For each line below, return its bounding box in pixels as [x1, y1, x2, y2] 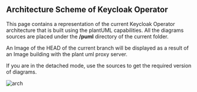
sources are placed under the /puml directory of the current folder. [6, 32, 169, 40]
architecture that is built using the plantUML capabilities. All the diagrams [6, 27, 184, 34]
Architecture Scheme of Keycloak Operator [6, 5, 168, 15]
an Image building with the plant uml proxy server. [6, 50, 128, 58]
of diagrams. [6, 68, 37, 75]
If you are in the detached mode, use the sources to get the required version [6, 62, 192, 69]
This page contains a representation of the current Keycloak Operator [6, 20, 175, 27]
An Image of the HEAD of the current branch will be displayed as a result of [6, 44, 189, 51]
